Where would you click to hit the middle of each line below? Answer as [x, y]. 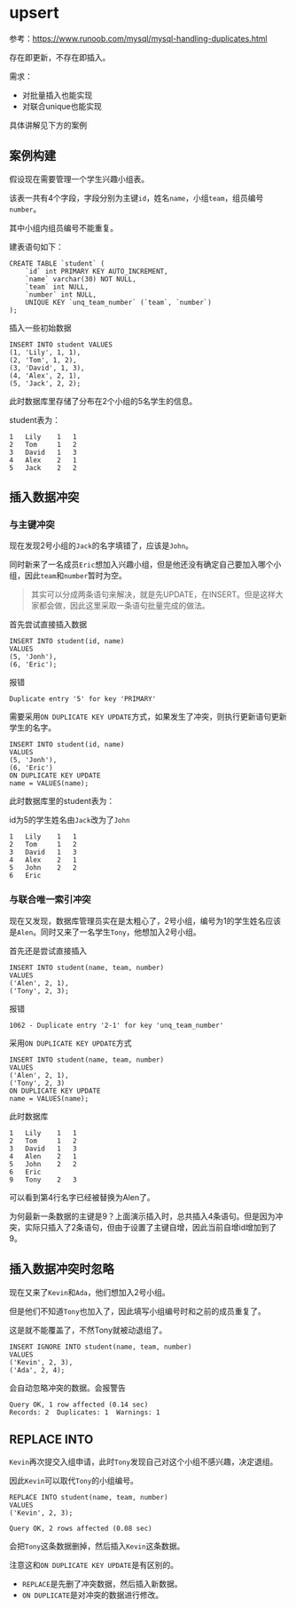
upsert [34, 13]
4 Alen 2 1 [43, 1156]
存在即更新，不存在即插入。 [60, 57]
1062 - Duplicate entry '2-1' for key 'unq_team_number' [117, 1025]
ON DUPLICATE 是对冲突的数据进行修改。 [93, 1595]
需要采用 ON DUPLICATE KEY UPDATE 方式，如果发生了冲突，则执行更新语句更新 [148, 717]
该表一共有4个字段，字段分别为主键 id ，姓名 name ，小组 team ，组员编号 [136, 197]
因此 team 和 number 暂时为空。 [75, 576]
